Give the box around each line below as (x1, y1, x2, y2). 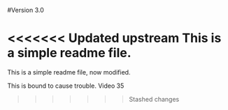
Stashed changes (129, 95, 180, 103)
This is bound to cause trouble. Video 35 (7, 81, 124, 90)
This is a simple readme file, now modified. (7, 68, 131, 76)
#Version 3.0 (7, 6, 44, 14)
